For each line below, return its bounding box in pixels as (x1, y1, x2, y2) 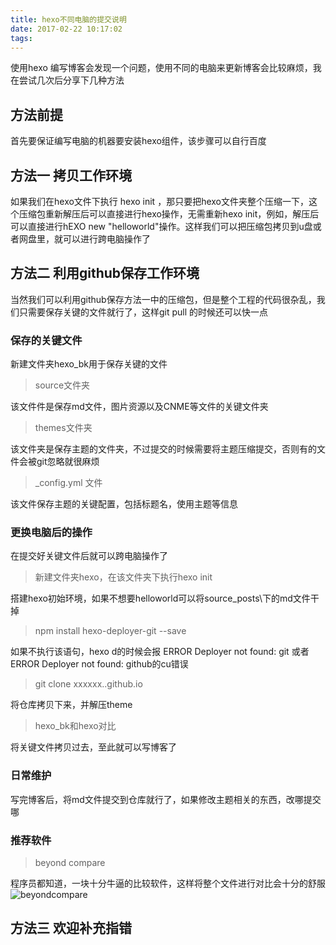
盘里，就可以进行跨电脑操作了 (27, 233, 151, 245)
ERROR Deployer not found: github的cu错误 (10, 658, 189, 670)
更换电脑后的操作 (10, 526, 93, 540)
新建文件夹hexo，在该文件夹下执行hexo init (34, 571, 213, 583)
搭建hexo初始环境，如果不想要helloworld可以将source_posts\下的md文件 (10, 592, 311, 605)
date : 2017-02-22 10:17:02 (10, 24, 123, 34)
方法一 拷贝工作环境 (10, 167, 132, 184)
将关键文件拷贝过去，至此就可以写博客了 (10, 741, 177, 753)
